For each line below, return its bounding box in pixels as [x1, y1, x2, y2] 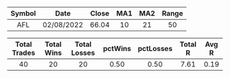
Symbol [10, 9, 36, 18]
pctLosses [138, 44, 173, 53]
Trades [12, 48, 36, 57]
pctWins [103, 44, 131, 53]
